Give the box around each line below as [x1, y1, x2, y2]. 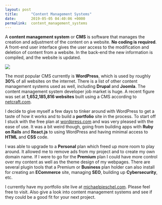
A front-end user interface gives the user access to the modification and [5, 44, 149, 50]
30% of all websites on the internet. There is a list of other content [5, 78, 138, 84]
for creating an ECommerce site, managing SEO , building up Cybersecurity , [5, 170, 158, 175]
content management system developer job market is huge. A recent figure [5, 88, 155, 95]
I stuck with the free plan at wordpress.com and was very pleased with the [5, 119, 154, 124]
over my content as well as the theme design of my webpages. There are [5, 159, 150, 165]
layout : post [5, 7, 31, 12]
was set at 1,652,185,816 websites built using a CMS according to [5, 94, 137, 100]
